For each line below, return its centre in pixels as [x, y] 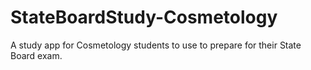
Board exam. [36, 55]
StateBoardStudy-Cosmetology [144, 17]
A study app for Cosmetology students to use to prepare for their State [156, 45]
